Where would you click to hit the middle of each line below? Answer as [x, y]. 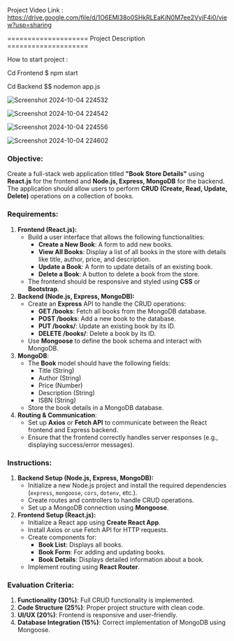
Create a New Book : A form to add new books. [105, 244]
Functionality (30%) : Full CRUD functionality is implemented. [106, 601]
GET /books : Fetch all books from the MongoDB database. [123, 311]
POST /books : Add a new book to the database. [107, 318]
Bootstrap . [43, 288]
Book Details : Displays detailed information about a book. [121, 559]
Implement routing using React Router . [84, 567]
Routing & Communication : [57, 415]
